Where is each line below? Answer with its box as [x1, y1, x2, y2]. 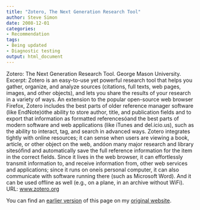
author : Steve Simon [6, 14, 58, 20]
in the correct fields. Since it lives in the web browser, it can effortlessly [6, 153, 183, 160]
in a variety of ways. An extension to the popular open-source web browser [6, 96, 193, 103]
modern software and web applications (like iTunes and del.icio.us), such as [6, 121, 194, 128]
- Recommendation [6, 31, 50, 37]
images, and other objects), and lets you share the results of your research [6, 89, 191, 96]
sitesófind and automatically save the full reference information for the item [6, 147, 193, 154]
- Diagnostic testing [6, 48, 61, 54]
